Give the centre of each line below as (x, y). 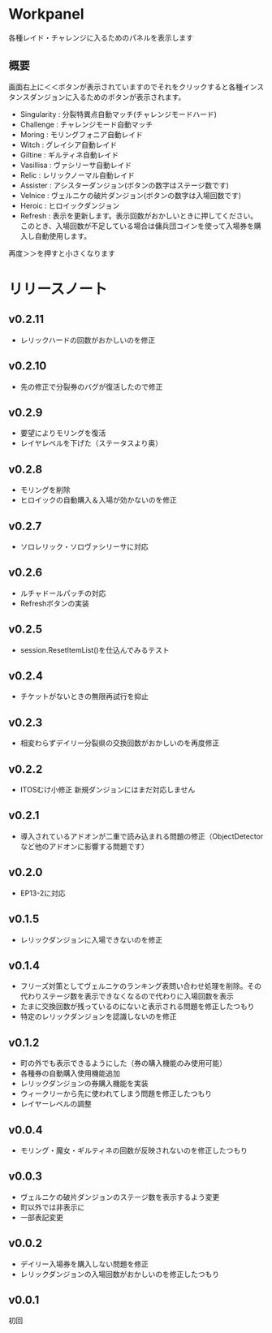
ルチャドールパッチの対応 (63, 593)
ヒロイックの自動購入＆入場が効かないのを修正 (98, 500)
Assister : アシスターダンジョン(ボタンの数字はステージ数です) (125, 185)
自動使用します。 (63, 235)
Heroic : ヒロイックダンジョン (70, 205)
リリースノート (58, 289)
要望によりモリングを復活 (63, 433)
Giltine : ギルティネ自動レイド (69, 154)
